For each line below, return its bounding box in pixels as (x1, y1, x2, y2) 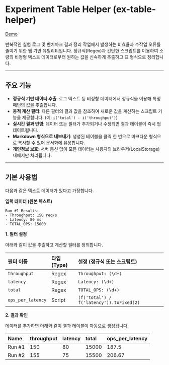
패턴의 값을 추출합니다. (12, 102, 57, 108)
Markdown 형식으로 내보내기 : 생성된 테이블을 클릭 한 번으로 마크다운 (12, 133, 148, 139)
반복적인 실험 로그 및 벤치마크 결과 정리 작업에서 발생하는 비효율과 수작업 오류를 (5, 41, 161, 47)
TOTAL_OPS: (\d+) (77, 287, 120, 293)
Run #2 (8, 351, 25, 358)
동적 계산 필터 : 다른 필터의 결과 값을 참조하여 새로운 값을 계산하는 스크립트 (12, 108, 157, 114)
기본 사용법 (5, 173, 38, 182)
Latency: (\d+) (77, 279, 115, 284)
